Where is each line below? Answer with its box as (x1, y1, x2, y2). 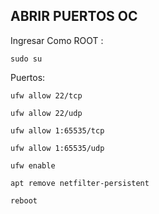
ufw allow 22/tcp (10, 90, 83, 101)
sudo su (10, 54, 43, 64)
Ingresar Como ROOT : (10, 34, 104, 46)
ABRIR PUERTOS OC (10, 8, 138, 25)
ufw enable (10, 160, 56, 171)
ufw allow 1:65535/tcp (10, 125, 105, 136)
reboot (10, 195, 38, 206)
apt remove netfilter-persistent (10, 178, 150, 188)
